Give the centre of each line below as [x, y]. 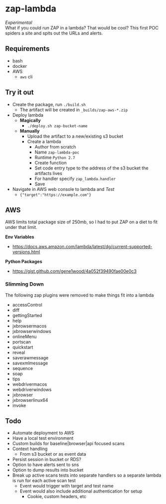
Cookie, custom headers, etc [57, 497]
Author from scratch [55, 147]
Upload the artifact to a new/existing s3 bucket [75, 136]
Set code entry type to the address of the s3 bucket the [91, 168]
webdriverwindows [32, 389]
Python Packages [24, 262]
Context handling [30, 449]
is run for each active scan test [44, 481]
